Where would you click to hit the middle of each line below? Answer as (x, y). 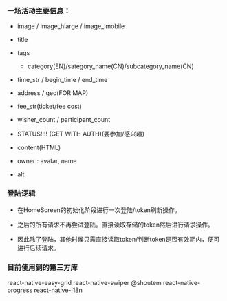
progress (20, 290)
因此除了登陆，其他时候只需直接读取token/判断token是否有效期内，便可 (118, 239)
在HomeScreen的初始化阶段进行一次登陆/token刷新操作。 (99, 210)
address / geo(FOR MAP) (53, 93)
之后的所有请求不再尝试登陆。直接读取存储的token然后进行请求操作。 (116, 225)
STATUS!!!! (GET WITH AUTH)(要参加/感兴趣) (80, 134)
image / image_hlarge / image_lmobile (71, 26)
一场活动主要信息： (39, 10)
